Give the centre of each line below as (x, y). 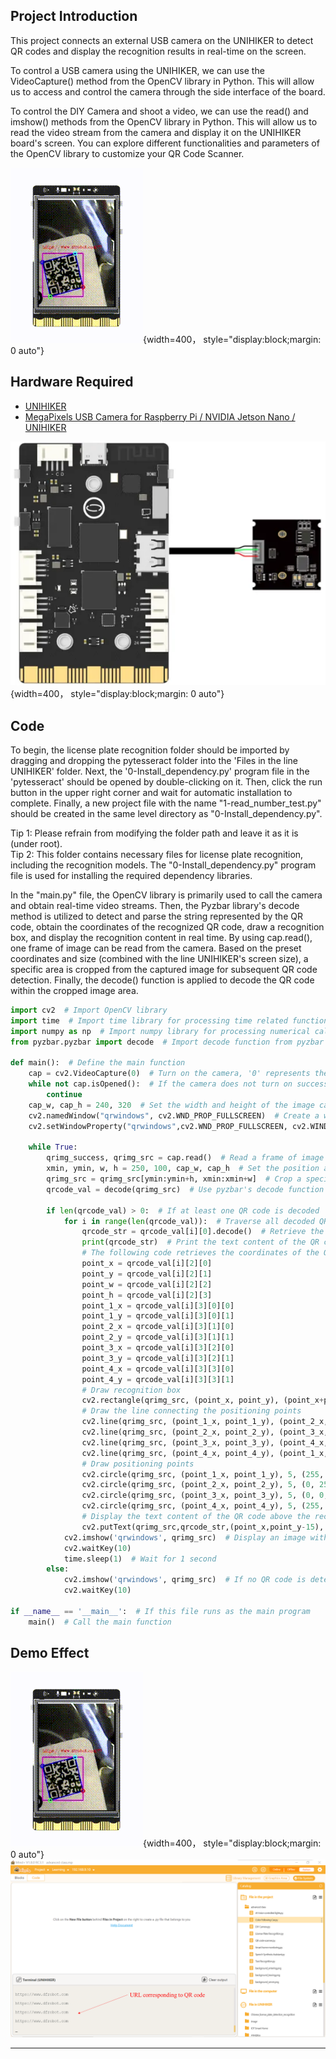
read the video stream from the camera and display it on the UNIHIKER (156, 132)
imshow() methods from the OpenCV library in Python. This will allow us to (164, 121)
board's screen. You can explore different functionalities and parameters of (165, 143)
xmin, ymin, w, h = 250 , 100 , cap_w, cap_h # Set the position (183, 1169)
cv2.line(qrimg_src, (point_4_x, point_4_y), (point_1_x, (205, 1453)
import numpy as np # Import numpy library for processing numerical (160, 1031)
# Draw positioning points (138, 1464)
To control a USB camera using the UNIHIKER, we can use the (137, 70)
